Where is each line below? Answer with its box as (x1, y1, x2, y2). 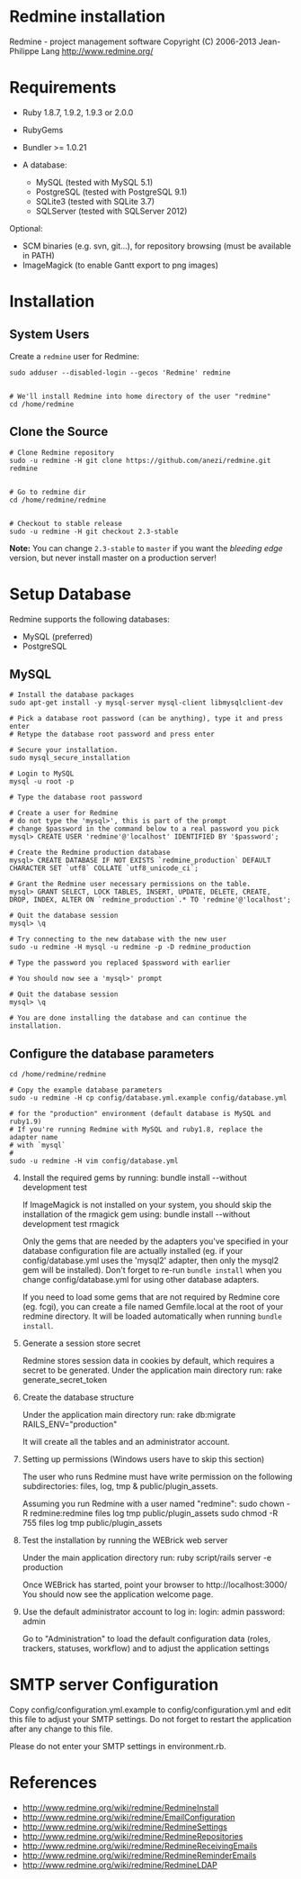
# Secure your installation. (9, 746, 119, 755)
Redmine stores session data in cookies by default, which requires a (22, 1356, 275, 1366)
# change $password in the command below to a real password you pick (9, 824, 279, 834)
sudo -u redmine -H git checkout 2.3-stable (9, 527, 179, 536)
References (9, 1773, 97, 1793)
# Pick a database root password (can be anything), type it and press (9, 714, 283, 723)
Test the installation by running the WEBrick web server (22, 1535, 228, 1546)
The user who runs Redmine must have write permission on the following (22, 1471, 293, 1483)
